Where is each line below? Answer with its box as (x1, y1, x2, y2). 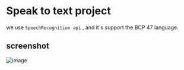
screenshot (6, 41, 49, 51)
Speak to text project (6, 4, 112, 18)
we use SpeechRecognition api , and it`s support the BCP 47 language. (6, 24, 179, 31)
